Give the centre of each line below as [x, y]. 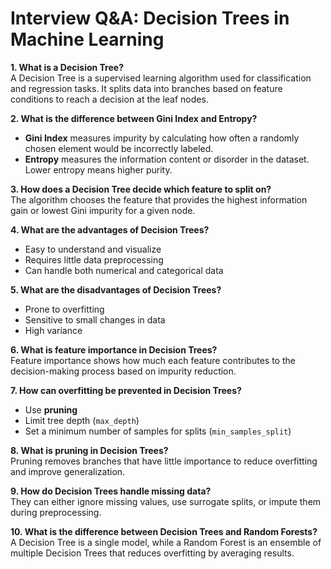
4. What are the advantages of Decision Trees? [110, 229]
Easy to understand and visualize [93, 249]
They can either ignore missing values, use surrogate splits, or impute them [166, 501]
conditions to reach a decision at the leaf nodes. [109, 99]
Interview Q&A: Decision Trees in [150, 18]
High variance [53, 330]
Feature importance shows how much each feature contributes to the [153, 360]
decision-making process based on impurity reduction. [123, 371]
